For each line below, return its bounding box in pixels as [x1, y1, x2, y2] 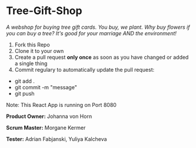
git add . [14, 78, 35, 85]
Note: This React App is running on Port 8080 [6, 101, 117, 108]
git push [14, 90, 35, 97]
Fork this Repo [14, 41, 50, 48]
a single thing [14, 60, 48, 67]
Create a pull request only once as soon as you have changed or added [14, 53, 189, 60]
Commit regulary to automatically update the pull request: [14, 66, 155, 73]
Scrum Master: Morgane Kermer [6, 124, 86, 131]
